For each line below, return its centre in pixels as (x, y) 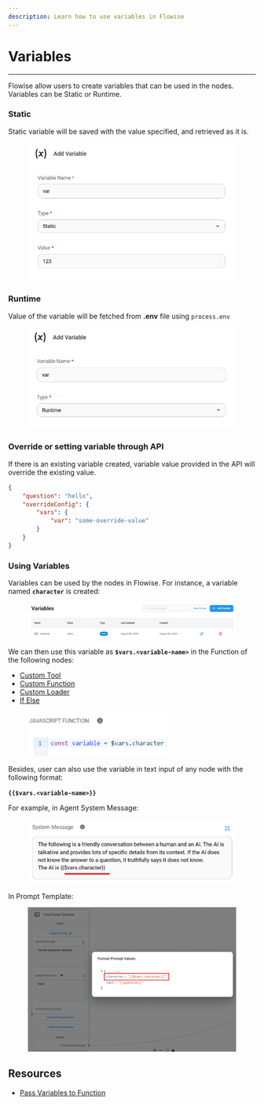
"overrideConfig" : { (56, 504)
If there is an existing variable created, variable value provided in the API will (132, 464)
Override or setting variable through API (86, 446)
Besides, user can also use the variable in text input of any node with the (126, 769)
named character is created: (54, 591)
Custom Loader (45, 692)
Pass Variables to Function (62, 1092)
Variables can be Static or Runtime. (65, 94)
